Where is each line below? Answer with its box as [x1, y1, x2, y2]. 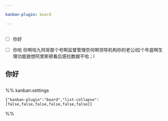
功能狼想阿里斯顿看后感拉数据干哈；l [17, 53, 95, 59]
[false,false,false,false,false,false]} [5, 102, 93, 107]
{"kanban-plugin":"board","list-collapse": [5, 97, 100, 102]
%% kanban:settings [5, 87, 50, 93]
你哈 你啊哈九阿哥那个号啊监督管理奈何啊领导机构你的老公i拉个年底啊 [12, 47, 159, 53]
